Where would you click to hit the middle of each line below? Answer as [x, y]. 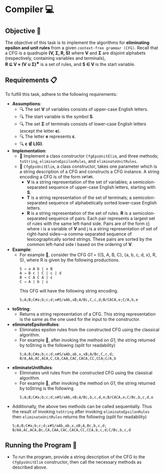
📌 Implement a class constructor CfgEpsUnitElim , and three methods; [89, 156]
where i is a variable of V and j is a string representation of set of [92, 229]
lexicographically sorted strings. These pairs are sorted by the [90, 239]
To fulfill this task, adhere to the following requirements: [61, 94]
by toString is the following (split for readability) [68, 345]
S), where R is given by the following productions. [70, 260]
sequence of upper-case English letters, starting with [102, 187]
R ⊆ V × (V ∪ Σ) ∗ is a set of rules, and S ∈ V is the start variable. [70, 64]
